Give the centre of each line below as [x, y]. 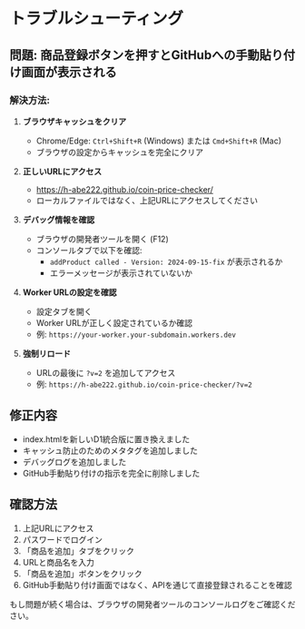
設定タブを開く [64, 311]
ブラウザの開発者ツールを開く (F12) [103, 239]
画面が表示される [69, 72]
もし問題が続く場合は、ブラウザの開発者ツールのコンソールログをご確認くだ [152, 604]
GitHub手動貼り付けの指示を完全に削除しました [111, 473]
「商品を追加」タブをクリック [78, 551]
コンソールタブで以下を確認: [89, 250]
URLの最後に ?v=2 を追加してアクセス [106, 372]
